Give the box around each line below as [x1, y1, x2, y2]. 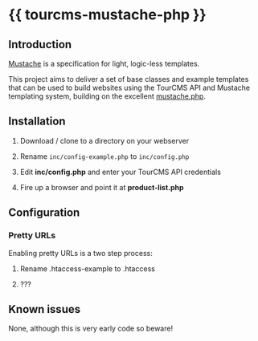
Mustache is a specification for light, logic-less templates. [8, 59, 200, 68]
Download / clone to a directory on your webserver [19, 136, 190, 145]
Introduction [8, 38, 72, 51]
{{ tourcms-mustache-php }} [8, 6, 207, 24]
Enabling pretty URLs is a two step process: [8, 248, 153, 258]
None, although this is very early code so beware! [8, 323, 174, 334]
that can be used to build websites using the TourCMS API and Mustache [8, 83, 251, 92]
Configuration [8, 206, 80, 220]
